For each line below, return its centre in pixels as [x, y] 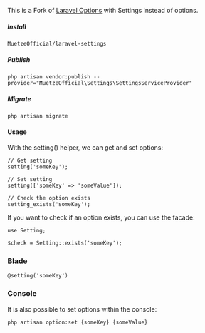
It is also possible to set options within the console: [82, 309]
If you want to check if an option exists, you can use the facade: [101, 217]
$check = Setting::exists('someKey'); [65, 243]
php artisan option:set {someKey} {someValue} [78, 322]
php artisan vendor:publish [49, 77]
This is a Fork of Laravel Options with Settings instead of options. [103, 10]
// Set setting [30, 180]
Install [17, 26]
